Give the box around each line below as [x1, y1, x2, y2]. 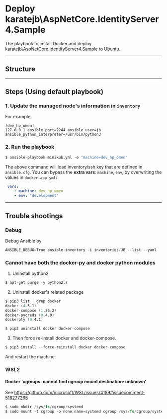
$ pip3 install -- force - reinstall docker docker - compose [5, 345, 126, 350]
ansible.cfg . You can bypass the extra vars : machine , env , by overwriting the [5, 169, 162, 175]
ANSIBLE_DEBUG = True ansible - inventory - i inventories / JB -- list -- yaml [5, 247, 157, 252]
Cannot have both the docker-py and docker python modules [5, 259, 156, 266]
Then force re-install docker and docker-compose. [12, 335, 116, 341]
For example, [5, 114, 32, 120]
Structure [5, 65, 36, 74]
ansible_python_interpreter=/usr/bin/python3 [5, 132, 101, 137]
